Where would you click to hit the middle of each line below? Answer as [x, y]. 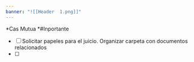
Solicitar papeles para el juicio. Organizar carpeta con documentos [105, 41]
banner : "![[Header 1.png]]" [44, 12]
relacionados [30, 47]
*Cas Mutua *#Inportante [37, 29]
